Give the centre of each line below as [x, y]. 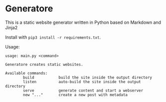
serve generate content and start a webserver [83, 90]
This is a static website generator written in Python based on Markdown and [83, 22]
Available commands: [27, 73]
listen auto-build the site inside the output [82, 82]
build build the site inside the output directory [88, 77]
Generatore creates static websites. [44, 64]
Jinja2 [11, 27]
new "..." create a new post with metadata [75, 95]
